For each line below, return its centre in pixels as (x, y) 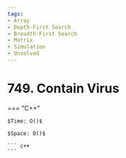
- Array (19, 21)
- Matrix (20, 40)
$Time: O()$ (25, 121)
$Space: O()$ (27, 133)
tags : (15, 14)
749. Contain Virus (63, 89)
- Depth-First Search (39, 27)
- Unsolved (23, 54)
